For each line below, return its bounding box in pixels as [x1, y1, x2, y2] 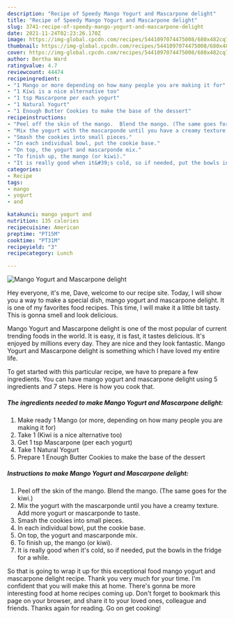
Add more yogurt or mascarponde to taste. [17, 509, 141, 517]
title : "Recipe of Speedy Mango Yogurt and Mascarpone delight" [7, 17, 198, 24]
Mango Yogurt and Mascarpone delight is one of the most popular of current [7, 325, 227, 333]
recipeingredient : [7, 75, 61, 82]
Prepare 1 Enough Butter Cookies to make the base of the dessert [17, 453, 205, 461]
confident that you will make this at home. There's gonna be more [7, 582, 196, 590]
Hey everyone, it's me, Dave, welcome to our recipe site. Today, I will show [7, 289, 222, 297]
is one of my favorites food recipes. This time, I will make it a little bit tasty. [7, 304, 221, 312]
